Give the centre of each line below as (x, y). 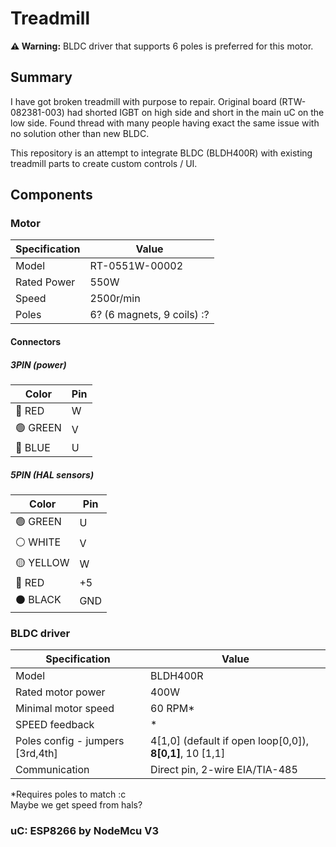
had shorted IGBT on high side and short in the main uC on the (195, 112)
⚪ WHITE (38, 542)
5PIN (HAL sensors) (52, 474)
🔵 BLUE (33, 447)
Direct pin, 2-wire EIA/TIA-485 (224, 770)
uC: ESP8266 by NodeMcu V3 (84, 831)
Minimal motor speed (65, 709)
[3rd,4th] (36, 754)
